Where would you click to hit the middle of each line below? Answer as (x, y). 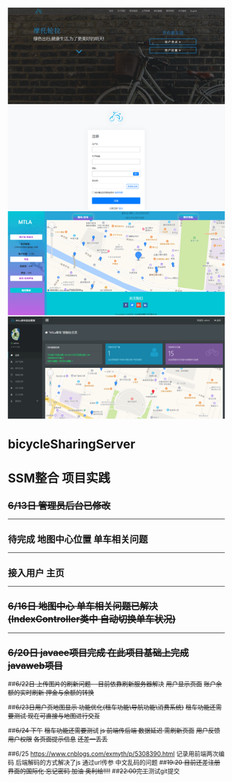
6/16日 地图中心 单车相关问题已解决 (83, 606)
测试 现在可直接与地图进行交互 (57, 716)
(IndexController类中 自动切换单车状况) (92, 619)
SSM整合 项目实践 (59, 478)
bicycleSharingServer (72, 444)
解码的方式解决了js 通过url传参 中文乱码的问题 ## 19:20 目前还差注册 (124, 762)
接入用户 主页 (36, 573)
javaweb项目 (35, 666)
